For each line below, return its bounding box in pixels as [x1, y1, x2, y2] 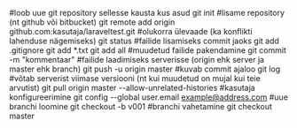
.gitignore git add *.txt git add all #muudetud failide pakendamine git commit [9, 45, 286, 56]
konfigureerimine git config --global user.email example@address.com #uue [9, 92, 288, 102]
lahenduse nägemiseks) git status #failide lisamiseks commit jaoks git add [9, 35, 279, 46]
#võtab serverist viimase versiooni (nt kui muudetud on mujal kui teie [9, 73, 262, 83]
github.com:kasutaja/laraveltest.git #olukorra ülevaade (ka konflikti [9, 26, 253, 36]
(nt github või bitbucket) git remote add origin [9, 17, 176, 27]
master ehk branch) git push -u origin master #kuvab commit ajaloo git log [9, 64, 281, 74]
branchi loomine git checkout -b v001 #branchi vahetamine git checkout [9, 102, 273, 111]
